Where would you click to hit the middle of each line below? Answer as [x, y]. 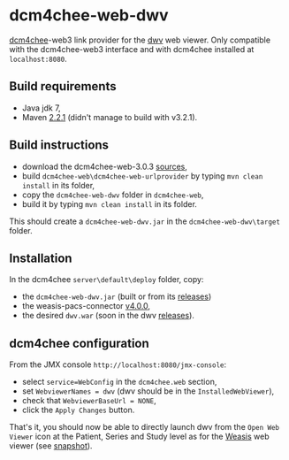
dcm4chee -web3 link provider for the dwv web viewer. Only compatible [140, 40]
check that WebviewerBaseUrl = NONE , [89, 401]
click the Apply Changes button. [78, 410]
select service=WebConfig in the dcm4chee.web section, [119, 382]
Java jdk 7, [41, 108]
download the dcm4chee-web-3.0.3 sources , [105, 166]
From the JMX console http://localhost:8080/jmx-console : [118, 364]
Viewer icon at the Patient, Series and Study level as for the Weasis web [139, 437]
